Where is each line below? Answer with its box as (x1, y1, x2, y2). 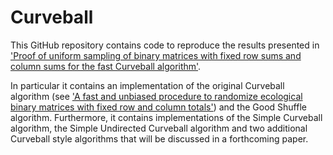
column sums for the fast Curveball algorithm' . (10, 60, 202, 72)
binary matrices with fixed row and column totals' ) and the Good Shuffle (10, 101, 307, 113)
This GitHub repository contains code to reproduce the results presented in (10, 39, 320, 51)
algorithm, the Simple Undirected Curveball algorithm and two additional (10, 122, 308, 134)
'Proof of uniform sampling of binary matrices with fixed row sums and (10, 49, 302, 61)
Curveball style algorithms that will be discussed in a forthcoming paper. (10, 132, 309, 145)
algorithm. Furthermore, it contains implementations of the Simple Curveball (10, 111, 323, 123)
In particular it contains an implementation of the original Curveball (10, 79, 285, 91)
